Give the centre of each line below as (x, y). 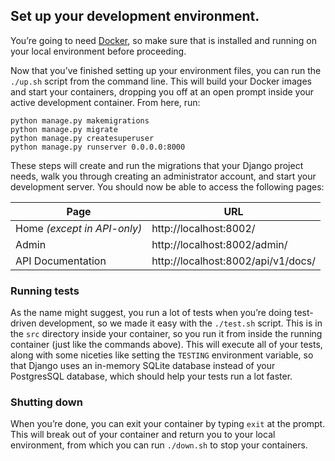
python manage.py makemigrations (80, 120)
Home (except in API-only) (79, 228)
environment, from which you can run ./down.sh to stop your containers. (159, 445)
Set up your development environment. (135, 16)
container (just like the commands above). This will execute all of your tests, (166, 345)
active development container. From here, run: (105, 102)
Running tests (45, 291)
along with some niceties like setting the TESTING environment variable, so (162, 355)
